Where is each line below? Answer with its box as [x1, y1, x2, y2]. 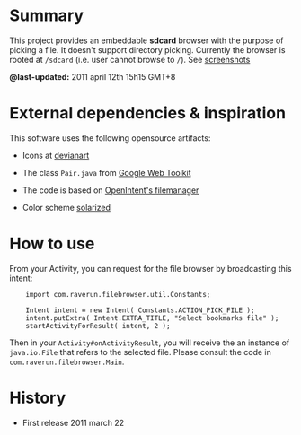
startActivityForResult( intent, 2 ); [25, 321, 171, 330]
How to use [9, 234, 95, 254]
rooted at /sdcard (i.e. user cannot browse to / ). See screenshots [9, 54, 251, 65]
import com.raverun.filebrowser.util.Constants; [25, 290, 211, 299]
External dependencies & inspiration [9, 103, 286, 124]
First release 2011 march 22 [22, 417, 125, 428]
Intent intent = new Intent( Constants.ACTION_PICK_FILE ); [25, 306, 255, 315]
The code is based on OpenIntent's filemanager [22, 185, 199, 196]
